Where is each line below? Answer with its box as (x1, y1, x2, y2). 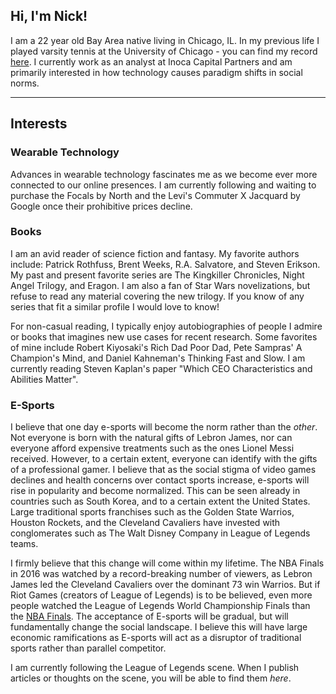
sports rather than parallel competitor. (10, 642, 167, 654)
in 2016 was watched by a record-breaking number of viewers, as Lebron (10, 568, 313, 580)
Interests (10, 115, 68, 133)
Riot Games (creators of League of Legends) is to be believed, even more (10, 589, 313, 601)
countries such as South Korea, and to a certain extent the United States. (10, 495, 311, 508)
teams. (10, 538, 39, 550)
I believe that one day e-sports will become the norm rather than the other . (10, 421, 318, 433)
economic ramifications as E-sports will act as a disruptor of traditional (10, 632, 302, 644)
